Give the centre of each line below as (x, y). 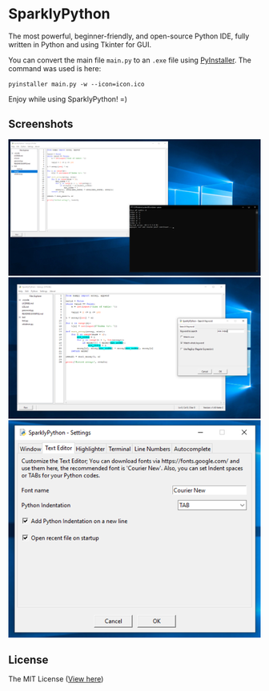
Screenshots (41, 124)
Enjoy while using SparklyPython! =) (68, 99)
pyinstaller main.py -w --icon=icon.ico (77, 84)
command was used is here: (55, 68)
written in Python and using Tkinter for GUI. (80, 44)
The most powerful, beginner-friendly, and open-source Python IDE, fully (129, 36)
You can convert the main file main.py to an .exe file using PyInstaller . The (130, 60)
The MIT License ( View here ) (56, 679)
